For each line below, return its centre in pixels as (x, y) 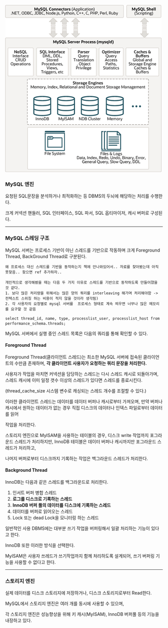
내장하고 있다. (19, 620)
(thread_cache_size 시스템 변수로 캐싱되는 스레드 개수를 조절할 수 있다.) (76, 390)
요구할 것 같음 (23, 309)
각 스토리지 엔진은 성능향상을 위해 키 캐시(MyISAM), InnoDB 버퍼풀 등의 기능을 (82, 614)
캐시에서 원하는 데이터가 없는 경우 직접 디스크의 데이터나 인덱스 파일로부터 (77, 407)
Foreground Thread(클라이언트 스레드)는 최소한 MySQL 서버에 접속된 (74, 357)
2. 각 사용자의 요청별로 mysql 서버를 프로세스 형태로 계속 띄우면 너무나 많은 (76, 304)
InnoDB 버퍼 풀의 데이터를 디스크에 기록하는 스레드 (61, 505)
